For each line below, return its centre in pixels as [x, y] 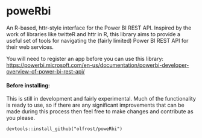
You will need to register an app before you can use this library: [85, 58]
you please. [21, 118]
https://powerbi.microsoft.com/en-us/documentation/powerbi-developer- [98, 65]
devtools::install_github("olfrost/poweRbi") [64, 129]
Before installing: [28, 85]
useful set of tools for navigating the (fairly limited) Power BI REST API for [97, 40]
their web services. [30, 47]
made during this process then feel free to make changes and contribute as [100, 111]
